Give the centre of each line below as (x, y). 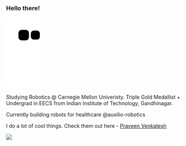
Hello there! (23, 8)
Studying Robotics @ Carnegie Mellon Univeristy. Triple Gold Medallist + (93, 97)
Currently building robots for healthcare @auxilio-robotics (76, 114)
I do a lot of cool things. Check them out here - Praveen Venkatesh (86, 126)
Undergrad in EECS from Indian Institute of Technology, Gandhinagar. (89, 103)
